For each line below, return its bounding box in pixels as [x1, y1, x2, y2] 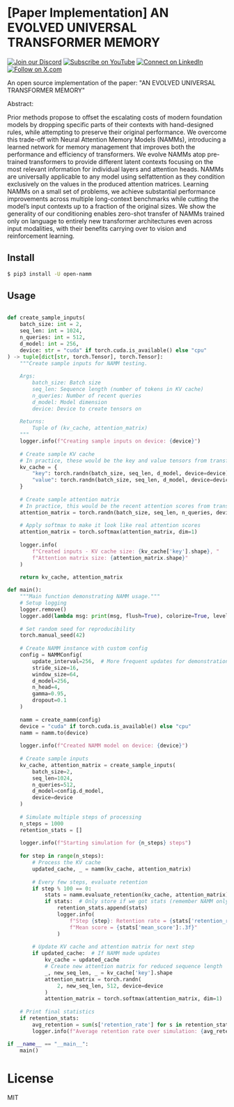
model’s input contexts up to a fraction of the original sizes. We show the [7, 202, 216, 210]
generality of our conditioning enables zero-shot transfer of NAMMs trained [7, 209, 225, 218]
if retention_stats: [19, 1015, 79, 1022]
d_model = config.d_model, [32, 787, 104, 795]
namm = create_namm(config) [19, 716, 101, 723]
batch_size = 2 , [32, 768, 73, 775]
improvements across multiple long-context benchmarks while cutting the [7, 194, 219, 203]
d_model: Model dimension [32, 399, 108, 406]
